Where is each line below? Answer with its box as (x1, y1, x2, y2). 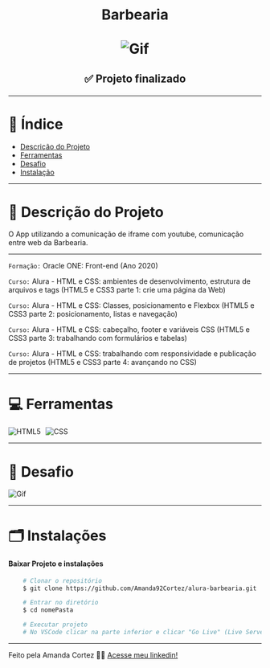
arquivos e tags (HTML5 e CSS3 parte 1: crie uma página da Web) (8, 285, 227, 295)
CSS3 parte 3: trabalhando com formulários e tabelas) (8, 334, 187, 343)
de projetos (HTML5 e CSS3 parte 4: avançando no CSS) (8, 358, 197, 367)
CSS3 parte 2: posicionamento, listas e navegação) (8, 309, 178, 319)
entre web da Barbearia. (8, 238, 88, 248)
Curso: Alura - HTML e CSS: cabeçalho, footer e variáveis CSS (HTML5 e (8, 325, 251, 334)
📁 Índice (8, 115, 63, 133)
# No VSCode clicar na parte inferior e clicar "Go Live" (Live (22, 629, 243, 637)
